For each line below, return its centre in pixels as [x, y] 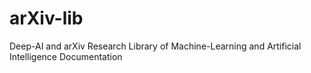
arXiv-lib [46, 18]
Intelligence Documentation [66, 56]
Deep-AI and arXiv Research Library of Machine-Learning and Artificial [155, 46]
